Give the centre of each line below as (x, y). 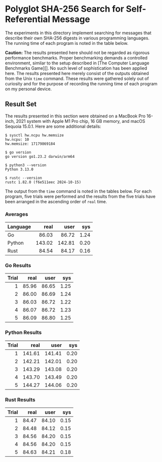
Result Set (21, 104)
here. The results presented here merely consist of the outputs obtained (77, 73)
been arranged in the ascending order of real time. (56, 201)
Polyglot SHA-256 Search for (65, 9)
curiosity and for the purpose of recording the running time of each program (81, 83)
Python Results (24, 332)
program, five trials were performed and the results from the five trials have (81, 196)
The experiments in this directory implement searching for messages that (78, 33)
